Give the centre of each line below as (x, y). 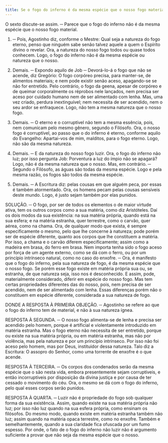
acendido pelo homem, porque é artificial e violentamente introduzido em (81, 325)
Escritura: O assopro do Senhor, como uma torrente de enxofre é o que (78, 351)
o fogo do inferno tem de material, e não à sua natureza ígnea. (69, 310)
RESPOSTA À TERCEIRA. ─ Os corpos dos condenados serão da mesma (79, 366)
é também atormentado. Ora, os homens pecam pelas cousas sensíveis (86, 189)
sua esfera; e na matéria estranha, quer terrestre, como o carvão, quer (78, 220)
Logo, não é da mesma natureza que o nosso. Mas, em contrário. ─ (82, 164)
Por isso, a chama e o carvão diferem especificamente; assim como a (77, 242)
